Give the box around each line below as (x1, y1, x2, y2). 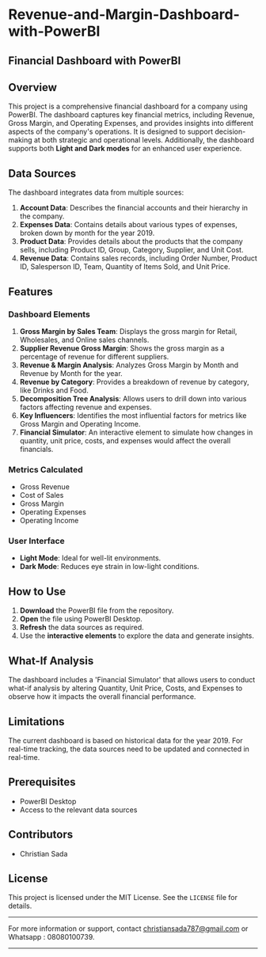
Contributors (8, 828, 74, 841)
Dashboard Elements (8, 309, 91, 320)
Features (8, 285, 53, 298)
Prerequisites (8, 776, 76, 789)
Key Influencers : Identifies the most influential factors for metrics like (19, 410, 247, 420)
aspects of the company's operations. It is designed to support (8, 127, 214, 136)
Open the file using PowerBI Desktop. (19, 614, 142, 624)
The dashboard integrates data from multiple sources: (8, 188, 184, 197)
